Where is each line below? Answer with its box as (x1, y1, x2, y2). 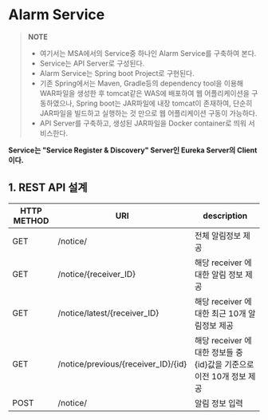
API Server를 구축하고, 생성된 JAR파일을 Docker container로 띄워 (39, 118, 247, 128)
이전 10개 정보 (194, 370, 246, 382)
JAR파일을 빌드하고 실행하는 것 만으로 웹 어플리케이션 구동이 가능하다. (39, 108, 258, 117)
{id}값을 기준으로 (194, 359, 254, 370)
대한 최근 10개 (194, 307, 246, 319)
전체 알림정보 (194, 230, 242, 241)
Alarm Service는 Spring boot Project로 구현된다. (39, 68, 195, 77)
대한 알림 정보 (194, 269, 243, 280)
